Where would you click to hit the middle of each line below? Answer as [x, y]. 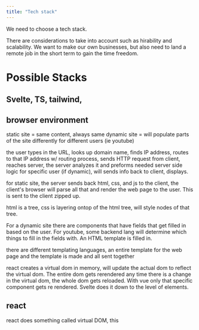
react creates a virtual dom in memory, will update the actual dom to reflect [99, 268]
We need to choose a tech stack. [47, 29]
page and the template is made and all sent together [71, 256]
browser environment [47, 120]
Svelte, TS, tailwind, [44, 100]
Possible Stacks [47, 77]
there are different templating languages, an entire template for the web [94, 250]
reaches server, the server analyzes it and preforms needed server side [94, 165]
